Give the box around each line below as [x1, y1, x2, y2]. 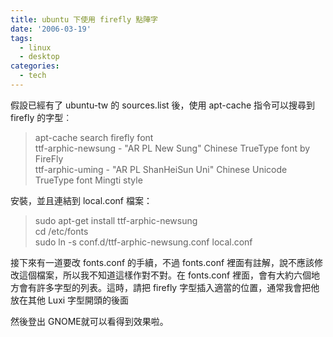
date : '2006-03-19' [10, 24, 92, 34]
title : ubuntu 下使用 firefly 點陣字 [10, 14, 159, 25]
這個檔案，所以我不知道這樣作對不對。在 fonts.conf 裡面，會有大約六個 [18, 269, 312, 281]
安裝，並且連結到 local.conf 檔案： [10, 194, 153, 206]
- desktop [19, 52, 60, 62]
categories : [10, 61, 60, 71]
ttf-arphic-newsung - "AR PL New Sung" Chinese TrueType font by [34, 142, 311, 154]
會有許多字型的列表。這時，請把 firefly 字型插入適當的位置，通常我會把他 [18, 281, 320, 293]
